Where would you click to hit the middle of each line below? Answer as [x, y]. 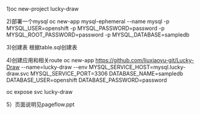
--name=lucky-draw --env [54, 67]
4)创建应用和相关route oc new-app [50, 60]
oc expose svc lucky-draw [40, 92]
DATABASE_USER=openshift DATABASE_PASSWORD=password [87, 80]
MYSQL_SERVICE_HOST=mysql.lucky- [137, 67]
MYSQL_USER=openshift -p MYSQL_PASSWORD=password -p [85, 28]
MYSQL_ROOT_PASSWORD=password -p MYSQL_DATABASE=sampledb [98, 35]
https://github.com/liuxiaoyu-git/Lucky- [145, 60]
